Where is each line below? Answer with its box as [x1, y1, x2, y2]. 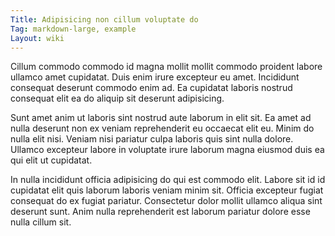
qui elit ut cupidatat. [10, 154, 93, 166]
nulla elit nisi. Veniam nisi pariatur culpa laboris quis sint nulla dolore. [10, 133, 294, 145]
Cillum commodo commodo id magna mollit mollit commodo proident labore [10, 61, 323, 73]
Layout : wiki [10, 33, 65, 43]
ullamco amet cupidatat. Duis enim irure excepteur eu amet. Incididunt [10, 71, 300, 83]
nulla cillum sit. [10, 216, 72, 228]
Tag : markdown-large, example [10, 24, 137, 34]
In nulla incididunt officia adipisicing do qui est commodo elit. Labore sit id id [10, 174, 326, 186]
